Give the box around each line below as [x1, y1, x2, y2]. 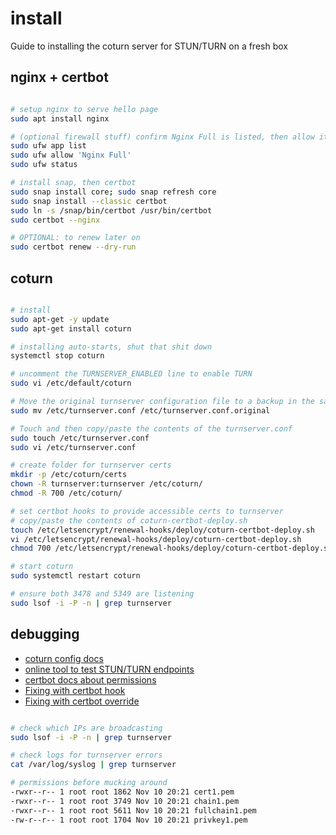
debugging [10, 626, 80, 643]
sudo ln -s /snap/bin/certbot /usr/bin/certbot [10, 205, 213, 216]
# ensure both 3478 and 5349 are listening [10, 589, 195, 599]
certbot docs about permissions [24, 673, 157, 686]
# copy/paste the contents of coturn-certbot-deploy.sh [10, 515, 248, 526]
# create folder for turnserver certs [10, 460, 172, 471]
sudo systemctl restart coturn [10, 571, 141, 581]
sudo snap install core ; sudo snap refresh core [10, 187, 217, 197]
